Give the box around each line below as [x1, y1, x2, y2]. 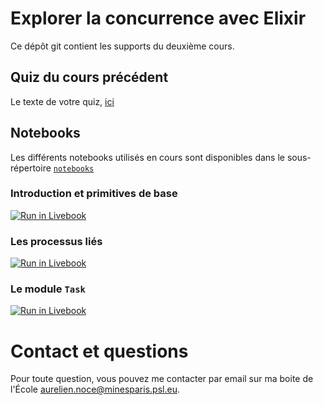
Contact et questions [10, 340, 189, 362]
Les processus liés [10, 234, 103, 248]
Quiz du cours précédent [10, 69, 169, 86]
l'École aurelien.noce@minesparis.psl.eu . [10, 383, 180, 396]
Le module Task [10, 282, 86, 296]
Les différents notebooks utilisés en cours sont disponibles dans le [10, 151, 285, 163]
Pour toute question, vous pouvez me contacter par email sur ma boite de [10, 373, 314, 385]
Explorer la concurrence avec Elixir [10, 7, 307, 30]
